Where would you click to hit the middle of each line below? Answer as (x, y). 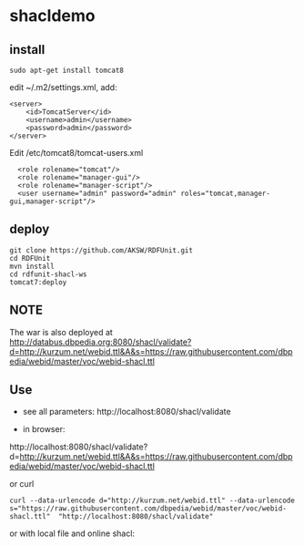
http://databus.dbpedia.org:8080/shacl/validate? (101, 342)
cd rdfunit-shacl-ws (49, 274)
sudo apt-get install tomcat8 (67, 70)
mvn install (32, 266)
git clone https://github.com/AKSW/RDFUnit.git (101, 250)
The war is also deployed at (61, 332)
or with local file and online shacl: (72, 533)
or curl (22, 484)
